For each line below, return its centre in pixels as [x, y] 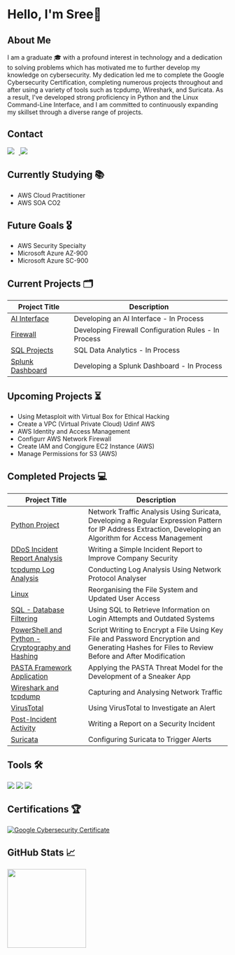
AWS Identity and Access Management [74, 432]
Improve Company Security [133, 558]
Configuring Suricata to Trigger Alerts [150, 739]
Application [29, 676]
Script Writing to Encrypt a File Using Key [156, 630]
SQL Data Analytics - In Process [127, 350]
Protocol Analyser [117, 578]
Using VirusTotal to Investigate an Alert [151, 708]
